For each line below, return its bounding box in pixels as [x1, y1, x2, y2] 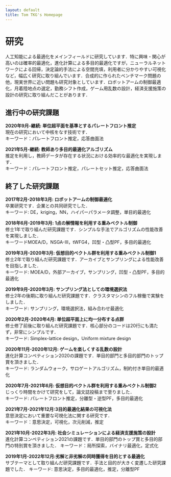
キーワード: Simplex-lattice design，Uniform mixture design [5, 335, 131, 342]
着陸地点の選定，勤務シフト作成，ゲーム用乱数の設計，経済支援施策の [18, 85, 166, 92]
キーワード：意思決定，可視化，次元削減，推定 [5, 419, 104, 425]
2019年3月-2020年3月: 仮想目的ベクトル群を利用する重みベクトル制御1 [5, 250, 157, 256]
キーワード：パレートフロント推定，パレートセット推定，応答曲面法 [5, 165, 149, 171]
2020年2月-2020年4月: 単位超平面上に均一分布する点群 [5, 316, 124, 322]
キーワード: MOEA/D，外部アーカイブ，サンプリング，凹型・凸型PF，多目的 [5, 269, 165, 275]
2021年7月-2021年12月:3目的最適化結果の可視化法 [5, 406, 112, 412]
